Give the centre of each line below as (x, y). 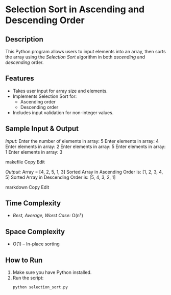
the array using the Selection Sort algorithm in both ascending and (75, 57)
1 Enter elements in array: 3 (34, 152)
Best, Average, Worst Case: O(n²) (48, 216)
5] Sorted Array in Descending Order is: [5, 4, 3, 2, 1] (60, 177)
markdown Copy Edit (27, 187)
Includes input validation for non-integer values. (63, 112)
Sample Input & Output (42, 129)
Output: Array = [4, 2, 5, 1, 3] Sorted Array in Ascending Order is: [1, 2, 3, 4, (84, 172)
